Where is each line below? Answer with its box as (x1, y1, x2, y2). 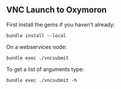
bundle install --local (6, 33, 67, 39)
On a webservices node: (6, 43, 67, 50)
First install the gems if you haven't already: (6, 21, 115, 28)
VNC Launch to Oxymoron (6, 5, 107, 15)
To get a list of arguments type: (6, 65, 85, 73)
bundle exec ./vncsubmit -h (6, 77, 77, 84)
